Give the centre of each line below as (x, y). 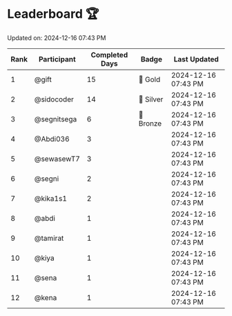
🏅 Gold (149, 79)
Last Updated (196, 59)
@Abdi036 (52, 139)
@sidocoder (54, 99)
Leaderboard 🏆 (53, 14)
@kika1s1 (51, 198)
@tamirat (49, 238)
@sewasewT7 (57, 159)
